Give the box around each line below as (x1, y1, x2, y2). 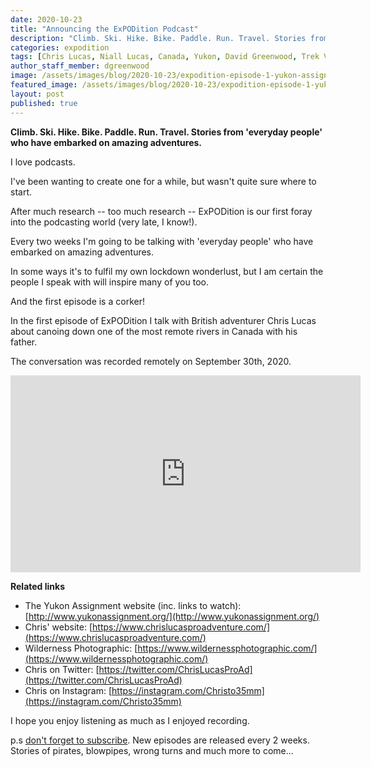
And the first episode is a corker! (10, 295, 145, 307)
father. (10, 336, 38, 348)
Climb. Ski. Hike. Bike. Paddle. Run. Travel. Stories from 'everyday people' (10, 126, 323, 138)
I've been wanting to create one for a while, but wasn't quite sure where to (10, 175, 317, 187)
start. (10, 186, 33, 198)
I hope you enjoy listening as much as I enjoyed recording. (10, 714, 250, 726)
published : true (10, 98, 78, 108)
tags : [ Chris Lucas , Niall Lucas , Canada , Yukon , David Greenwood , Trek (10, 52, 320, 62)
